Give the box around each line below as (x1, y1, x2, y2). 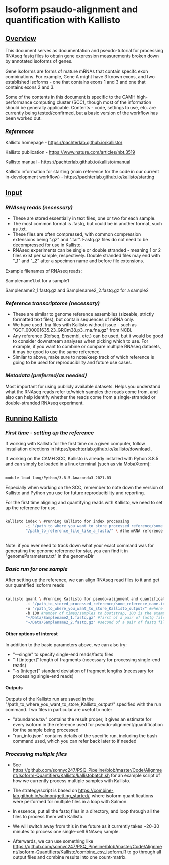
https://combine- (78, 787, 114, 793)
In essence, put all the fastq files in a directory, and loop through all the (12, 808, 160, 814)
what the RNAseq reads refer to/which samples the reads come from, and (5, 389, 158, 395)
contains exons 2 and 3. (5, 84, 55, 90)
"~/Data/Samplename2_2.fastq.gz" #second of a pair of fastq (25, 620, 156, 625)
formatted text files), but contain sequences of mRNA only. (12, 316, 135, 323)
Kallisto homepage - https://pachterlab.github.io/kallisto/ (5, 140, 123, 146)
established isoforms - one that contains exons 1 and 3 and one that (5, 79, 146, 85)
